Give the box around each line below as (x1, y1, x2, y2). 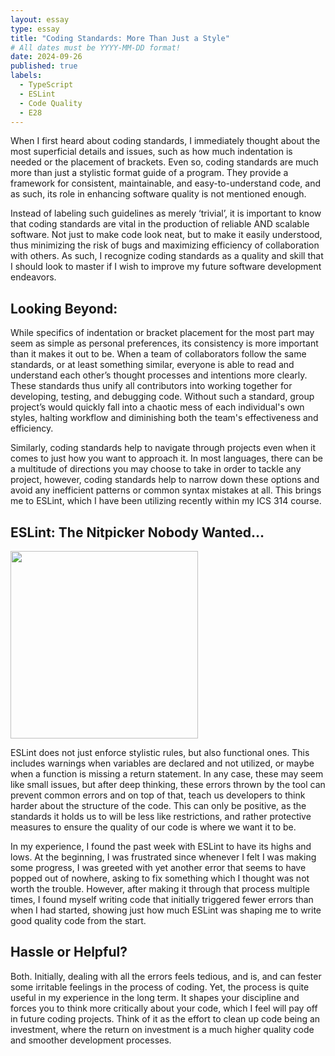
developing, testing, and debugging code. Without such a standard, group (10, 391, 315, 403)
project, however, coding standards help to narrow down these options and (10, 474, 320, 486)
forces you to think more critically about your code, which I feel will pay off (10, 1002, 318, 1014)
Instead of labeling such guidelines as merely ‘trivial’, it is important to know (10, 207, 322, 220)
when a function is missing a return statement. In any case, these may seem (10, 768, 324, 780)
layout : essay (10, 14, 70, 25)
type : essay (10, 24, 60, 34)
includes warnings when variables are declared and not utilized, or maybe (10, 757, 315, 769)
